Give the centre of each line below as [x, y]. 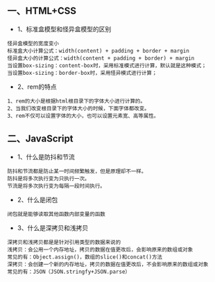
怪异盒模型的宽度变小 [33, 43]
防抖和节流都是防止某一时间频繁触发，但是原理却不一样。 [77, 171]
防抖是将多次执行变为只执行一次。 [49, 178]
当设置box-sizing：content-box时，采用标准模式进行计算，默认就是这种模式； [107, 65]
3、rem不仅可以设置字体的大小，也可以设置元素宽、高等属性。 [83, 116]
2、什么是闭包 [37, 200]
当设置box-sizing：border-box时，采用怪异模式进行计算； [82, 73]
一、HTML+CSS [42, 11]
